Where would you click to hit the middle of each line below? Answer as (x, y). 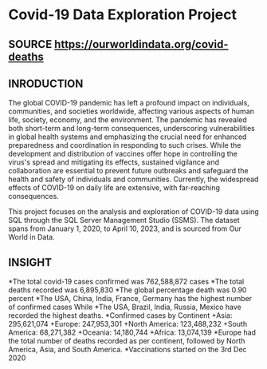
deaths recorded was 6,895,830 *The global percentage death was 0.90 (128, 290)
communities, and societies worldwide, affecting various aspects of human (132, 111)
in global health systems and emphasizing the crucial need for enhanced (128, 137)
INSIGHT (30, 262)
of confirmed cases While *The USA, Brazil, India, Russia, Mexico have (125, 307)
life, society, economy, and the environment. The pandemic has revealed (128, 120)
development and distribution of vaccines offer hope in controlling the (123, 154)
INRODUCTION (46, 83)
